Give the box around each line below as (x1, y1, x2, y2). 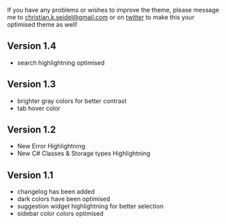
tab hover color (16, 104, 60, 112)
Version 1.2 (7, 124, 56, 136)
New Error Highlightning (16, 142, 86, 150)
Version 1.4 (7, 41, 57, 52)
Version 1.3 (7, 78, 56, 90)
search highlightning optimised (16, 58, 105, 67)
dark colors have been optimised (16, 195, 111, 203)
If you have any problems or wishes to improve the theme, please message (7, 6, 220, 14)
